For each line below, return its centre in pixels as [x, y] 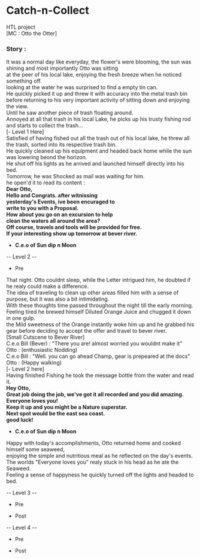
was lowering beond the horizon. [47, 157]
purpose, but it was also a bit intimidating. [58, 299]
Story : [16, 48]
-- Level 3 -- [22, 493]
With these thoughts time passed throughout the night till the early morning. [100, 305]
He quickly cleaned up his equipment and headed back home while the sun [99, 151]
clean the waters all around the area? [53, 221]
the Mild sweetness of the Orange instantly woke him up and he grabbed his [100, 324]
